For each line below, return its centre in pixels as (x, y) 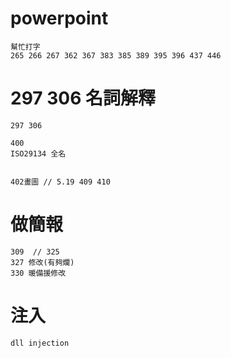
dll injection (40, 343)
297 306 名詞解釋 (83, 98)
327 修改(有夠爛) (42, 262)
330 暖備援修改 (38, 273)
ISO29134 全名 (38, 153)
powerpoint (59, 18)
